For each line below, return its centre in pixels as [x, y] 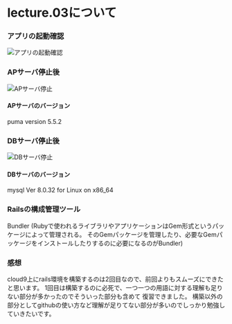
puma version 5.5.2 [35, 121]
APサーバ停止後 [34, 72]
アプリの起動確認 [36, 36]
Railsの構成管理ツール [44, 209]
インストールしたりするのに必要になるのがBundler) [110, 243]
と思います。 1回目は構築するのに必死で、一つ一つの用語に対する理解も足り [115, 288]
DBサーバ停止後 [34, 141]
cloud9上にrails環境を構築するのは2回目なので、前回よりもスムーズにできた [115, 279]
